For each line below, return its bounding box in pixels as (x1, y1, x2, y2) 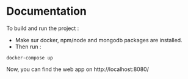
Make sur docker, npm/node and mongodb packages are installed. (15, 36, 183, 43)
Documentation (6, 4, 87, 18)
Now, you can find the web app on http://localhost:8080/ (6, 66, 150, 73)
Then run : (15, 43, 42, 50)
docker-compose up (6, 55, 53, 61)
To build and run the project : (6, 24, 79, 32)
